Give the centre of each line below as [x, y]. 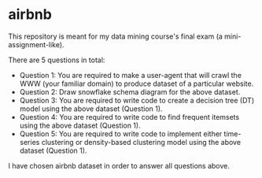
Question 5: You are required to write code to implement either [121, 133]
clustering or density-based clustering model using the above [141, 142]
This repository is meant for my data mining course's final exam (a [115, 36]
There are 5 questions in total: [57, 60]
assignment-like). [36, 44]
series [30, 142]
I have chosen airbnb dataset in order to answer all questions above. [119, 165]
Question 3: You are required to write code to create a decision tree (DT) [137, 100]
